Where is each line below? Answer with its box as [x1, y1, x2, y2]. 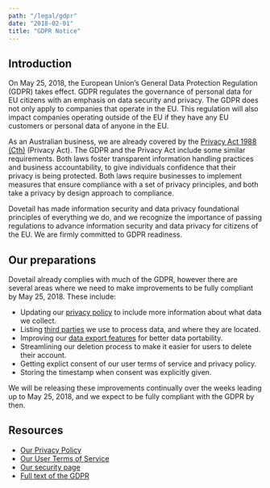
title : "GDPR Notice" [8, 27, 81, 35]
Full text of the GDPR [19, 470, 90, 481]
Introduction [8, 57, 73, 70]
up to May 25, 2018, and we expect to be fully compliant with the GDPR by [8, 392, 255, 401]
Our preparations [8, 253, 97, 267]
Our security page [19, 462, 81, 472]
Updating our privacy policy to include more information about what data [19, 308, 262, 317]
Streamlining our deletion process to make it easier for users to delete [19, 342, 252, 351]
